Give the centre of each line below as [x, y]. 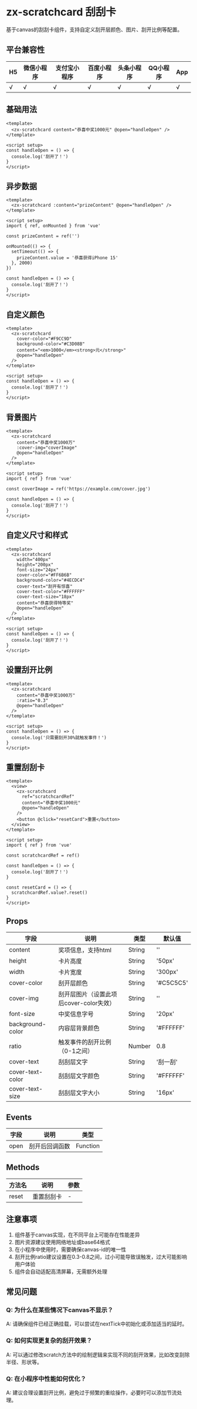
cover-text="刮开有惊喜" [45, 586]
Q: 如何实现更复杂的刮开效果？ [49, 1341]
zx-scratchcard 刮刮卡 [61, 12]
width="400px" [34, 559]
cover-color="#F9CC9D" [44, 339]
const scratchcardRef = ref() [43, 856]
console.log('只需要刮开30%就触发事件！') [59, 737]
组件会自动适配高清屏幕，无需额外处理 [61, 1271]
